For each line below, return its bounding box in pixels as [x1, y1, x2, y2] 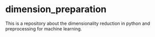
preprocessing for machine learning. [5, 25, 82, 31]
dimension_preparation [5, 4, 106, 15]
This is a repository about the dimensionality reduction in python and [5, 20, 150, 26]
